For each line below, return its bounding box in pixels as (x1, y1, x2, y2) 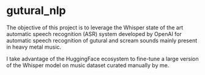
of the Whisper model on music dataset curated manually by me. (6, 62, 170, 69)
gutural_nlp (6, 4, 66, 18)
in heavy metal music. (6, 43, 62, 51)
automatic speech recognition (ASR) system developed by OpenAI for (6, 30, 182, 37)
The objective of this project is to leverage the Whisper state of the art (6, 24, 184, 31)
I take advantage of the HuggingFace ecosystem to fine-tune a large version (6, 55, 199, 62)
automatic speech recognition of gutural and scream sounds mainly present (6, 37, 198, 44)
